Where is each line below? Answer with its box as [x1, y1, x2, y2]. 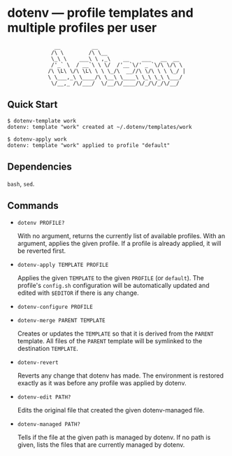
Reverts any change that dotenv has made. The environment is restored [17, 371, 224, 380]
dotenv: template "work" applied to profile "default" [7, 141, 171, 148]
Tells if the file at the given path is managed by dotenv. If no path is [17, 433, 211, 442]
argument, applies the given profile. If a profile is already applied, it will [17, 240, 222, 248]
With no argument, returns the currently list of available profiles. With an [17, 232, 226, 240]
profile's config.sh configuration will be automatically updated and [17, 282, 210, 290]
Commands [7, 200, 59, 212]
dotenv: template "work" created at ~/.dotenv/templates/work [7, 123, 192, 130]
